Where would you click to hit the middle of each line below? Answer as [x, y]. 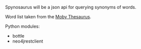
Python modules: [22, 26]
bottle [18, 36]
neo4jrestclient [28, 41]
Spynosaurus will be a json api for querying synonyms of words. [71, 7]
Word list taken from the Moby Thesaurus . [48, 17]
